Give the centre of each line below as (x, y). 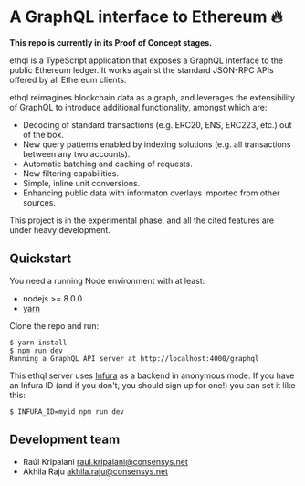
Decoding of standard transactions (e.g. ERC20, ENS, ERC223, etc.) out (157, 124)
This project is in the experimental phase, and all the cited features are (142, 220)
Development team (65, 440)
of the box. (43, 134)
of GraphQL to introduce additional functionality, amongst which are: (138, 107)
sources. (39, 202)
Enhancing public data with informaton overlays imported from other (151, 193)
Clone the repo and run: (54, 325)
